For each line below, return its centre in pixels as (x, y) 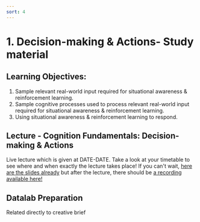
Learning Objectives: (46, 77)
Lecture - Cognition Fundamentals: (73, 136)
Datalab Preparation (45, 198)
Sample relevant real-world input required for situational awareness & (101, 91)
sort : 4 (16, 12)
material (27, 54)
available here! (24, 179)
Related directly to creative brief (46, 212)
